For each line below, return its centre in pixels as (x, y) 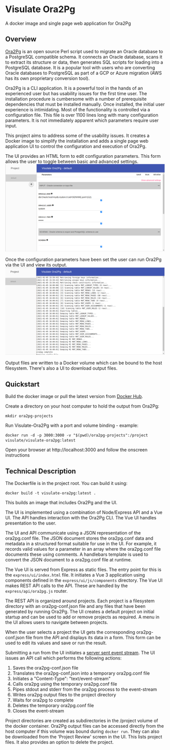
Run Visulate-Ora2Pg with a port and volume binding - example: (72, 425)
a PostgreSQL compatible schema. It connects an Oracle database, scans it (84, 57)
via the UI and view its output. (36, 264)
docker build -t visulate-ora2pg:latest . (51, 493)
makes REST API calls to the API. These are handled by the (67, 586)
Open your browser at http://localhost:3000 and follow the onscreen (76, 450)
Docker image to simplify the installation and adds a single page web (77, 141)
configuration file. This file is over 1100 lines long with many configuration (82, 115)
